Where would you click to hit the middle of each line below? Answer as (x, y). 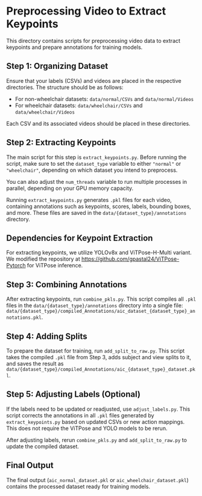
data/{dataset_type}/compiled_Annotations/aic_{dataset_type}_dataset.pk (101, 370)
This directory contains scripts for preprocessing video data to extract (93, 41)
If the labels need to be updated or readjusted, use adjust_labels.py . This (98, 409)
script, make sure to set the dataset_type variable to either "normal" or (94, 163)
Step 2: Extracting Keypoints (61, 142)
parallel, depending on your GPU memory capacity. (70, 188)
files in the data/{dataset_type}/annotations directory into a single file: (95, 305)
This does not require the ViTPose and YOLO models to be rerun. (87, 428)
